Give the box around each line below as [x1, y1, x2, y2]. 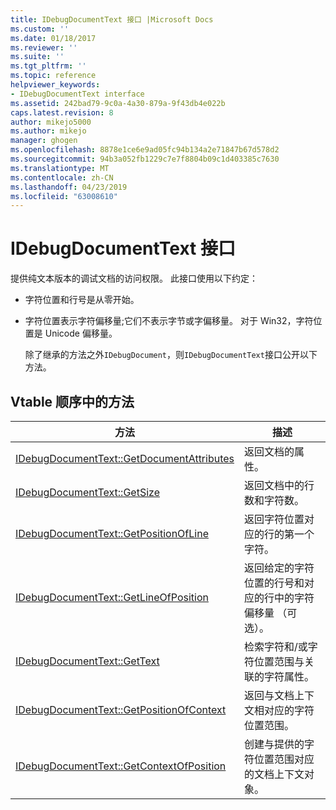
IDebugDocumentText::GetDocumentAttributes [15, 452, 235, 465]
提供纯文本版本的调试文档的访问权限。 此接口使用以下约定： [10, 272, 258, 285]
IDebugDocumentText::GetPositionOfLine [15, 527, 209, 540]
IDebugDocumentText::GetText [15, 654, 160, 668]
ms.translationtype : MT [10, 163, 110, 173]
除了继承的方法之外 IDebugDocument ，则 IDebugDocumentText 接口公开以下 [24, 349, 318, 361]
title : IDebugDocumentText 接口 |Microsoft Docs [10, 14, 214, 25]
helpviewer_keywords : [10, 80, 101, 90]
